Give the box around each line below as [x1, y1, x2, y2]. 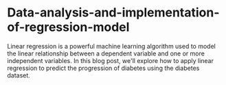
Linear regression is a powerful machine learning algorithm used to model [7, 42, 216, 50]
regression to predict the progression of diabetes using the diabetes [7, 64, 200, 72]
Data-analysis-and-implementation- [7, 5, 220, 21]
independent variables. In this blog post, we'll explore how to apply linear [7, 56, 214, 64]
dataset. [7, 71, 31, 80]
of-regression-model [7, 19, 130, 35]
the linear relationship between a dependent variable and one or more [7, 49, 205, 58]
